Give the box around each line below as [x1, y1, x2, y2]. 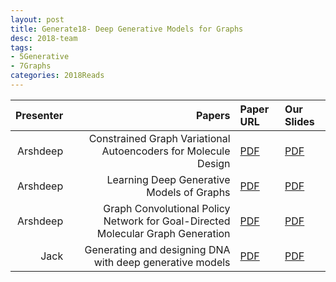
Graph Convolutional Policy [103, 201, 231, 215]
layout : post [10, 14, 65, 25]
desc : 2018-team [10, 33, 78, 43]
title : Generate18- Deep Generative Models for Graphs [10, 24, 244, 34]
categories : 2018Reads [10, 71, 105, 81]
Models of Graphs [146, 185, 231, 199]
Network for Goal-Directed [103, 214, 231, 228]
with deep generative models [93, 255, 231, 269]
